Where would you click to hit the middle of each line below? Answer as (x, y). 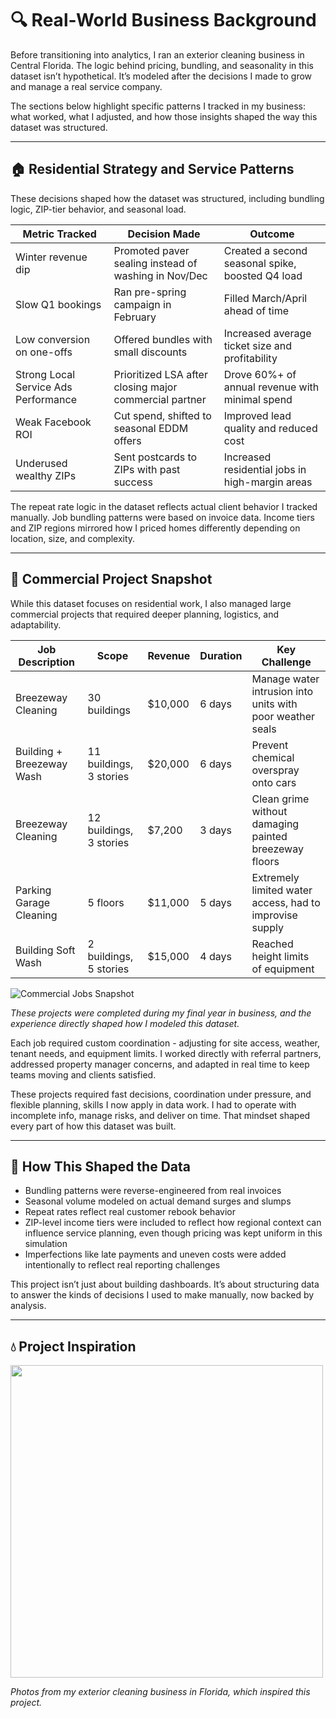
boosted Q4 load (263, 275)
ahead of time (256, 310)
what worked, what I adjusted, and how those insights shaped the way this (164, 116)
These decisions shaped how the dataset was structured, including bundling (167, 198)
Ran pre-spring (150, 292)
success (133, 482)
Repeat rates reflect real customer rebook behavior (130, 1212)
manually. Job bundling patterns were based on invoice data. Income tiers (162, 517)
